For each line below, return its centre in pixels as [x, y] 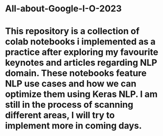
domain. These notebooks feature [76, 73]
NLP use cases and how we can [71, 84]
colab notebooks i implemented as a [81, 42]
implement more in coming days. [73, 126]
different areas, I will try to [60, 115]
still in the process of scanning [69, 105]
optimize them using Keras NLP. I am [81, 94]
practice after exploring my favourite [82, 52]
